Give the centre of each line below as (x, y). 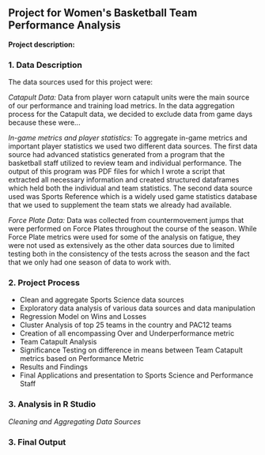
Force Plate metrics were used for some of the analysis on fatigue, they (125, 237)
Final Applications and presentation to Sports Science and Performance (136, 375)
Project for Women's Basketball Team (103, 13)
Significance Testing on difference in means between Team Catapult (131, 350)
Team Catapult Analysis (58, 342)
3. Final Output (37, 442)
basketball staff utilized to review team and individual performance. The (125, 163)
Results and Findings (54, 367)
